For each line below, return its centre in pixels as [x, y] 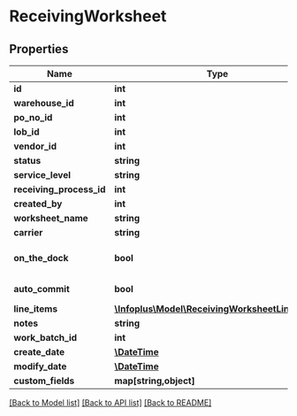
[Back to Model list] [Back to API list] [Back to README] [110, 403]
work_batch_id [46, 338]
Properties [39, 49]
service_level [42, 175]
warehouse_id [44, 103]
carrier [28, 232]
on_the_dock [41, 258]
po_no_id [33, 117]
